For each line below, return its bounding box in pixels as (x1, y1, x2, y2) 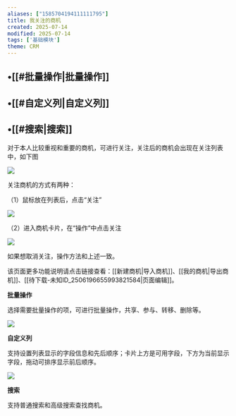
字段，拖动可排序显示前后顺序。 (7, 357, 100, 366)
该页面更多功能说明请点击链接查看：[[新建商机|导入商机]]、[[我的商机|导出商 (7, 267, 229, 275)
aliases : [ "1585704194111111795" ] (7, 10, 109, 18)
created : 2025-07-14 (7, 23, 68, 30)
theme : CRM (7, 43, 39, 50)
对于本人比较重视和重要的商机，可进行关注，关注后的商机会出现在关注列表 (7, 143, 223, 152)
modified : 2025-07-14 (7, 30, 71, 37)
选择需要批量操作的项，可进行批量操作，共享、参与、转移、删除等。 (7, 305, 205, 314)
